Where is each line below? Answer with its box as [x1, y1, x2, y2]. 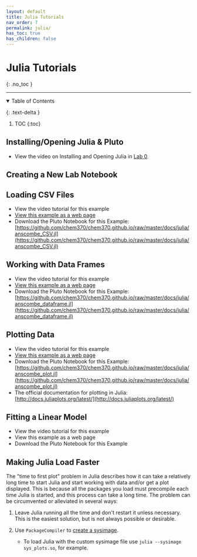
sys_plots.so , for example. [23, 544, 89, 552]
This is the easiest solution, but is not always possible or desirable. [14, 515, 176, 522]
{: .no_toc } [6, 80, 33, 87]
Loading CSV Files [6, 190, 74, 200]
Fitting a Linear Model [6, 412, 87, 422]
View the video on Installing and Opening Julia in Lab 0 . [14, 153, 149, 160]
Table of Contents [11, 97, 55, 104]
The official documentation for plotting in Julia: [14, 389, 128, 396]
